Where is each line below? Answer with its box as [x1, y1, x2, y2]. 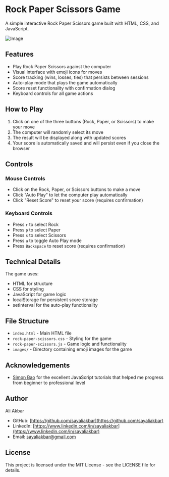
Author [5, 394, 28, 403]
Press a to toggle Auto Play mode [12, 237, 82, 244]
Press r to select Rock [12, 221, 59, 227]
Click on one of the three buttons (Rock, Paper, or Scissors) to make [12, 118, 154, 124]
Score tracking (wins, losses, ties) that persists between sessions [12, 74, 149, 80]
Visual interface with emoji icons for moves [12, 69, 102, 75]
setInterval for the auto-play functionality [12, 302, 98, 308]
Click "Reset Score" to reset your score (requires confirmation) [12, 197, 143, 203]
